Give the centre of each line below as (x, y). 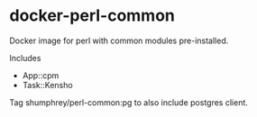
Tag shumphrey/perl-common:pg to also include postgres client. (128, 102)
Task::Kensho (48, 85)
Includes (25, 58)
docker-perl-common (92, 16)
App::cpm (41, 75)
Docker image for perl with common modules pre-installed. (119, 40)
